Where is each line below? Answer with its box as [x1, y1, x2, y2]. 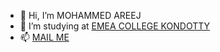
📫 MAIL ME [19, 31, 70, 43]
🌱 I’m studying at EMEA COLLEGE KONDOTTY [19, 20, 211, 32]
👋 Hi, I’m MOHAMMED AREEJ [19, 10, 142, 21]
